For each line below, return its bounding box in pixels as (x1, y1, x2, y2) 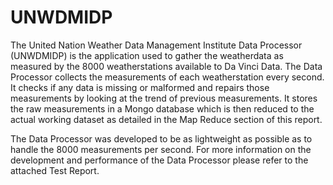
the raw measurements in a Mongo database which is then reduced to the (10, 102, 315, 115)
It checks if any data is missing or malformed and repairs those (10, 81, 270, 93)
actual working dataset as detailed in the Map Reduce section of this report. (10, 113, 323, 125)
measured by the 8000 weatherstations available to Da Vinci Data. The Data (10, 60, 323, 72)
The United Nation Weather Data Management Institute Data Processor (10, 39, 303, 51)
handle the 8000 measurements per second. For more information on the (10, 143, 312, 155)
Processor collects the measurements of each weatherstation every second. (10, 71, 325, 83)
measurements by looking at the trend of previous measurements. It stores (10, 92, 318, 104)
